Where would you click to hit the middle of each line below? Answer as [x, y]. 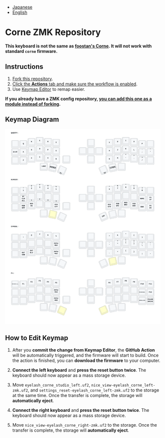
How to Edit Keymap [37, 338]
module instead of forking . [33, 104]
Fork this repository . [33, 79]
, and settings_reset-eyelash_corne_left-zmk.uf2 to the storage [93, 390]
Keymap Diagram [32, 120]
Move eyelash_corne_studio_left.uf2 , [51, 385]
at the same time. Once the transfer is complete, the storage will [77, 395]
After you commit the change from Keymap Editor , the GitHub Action [83, 350]
